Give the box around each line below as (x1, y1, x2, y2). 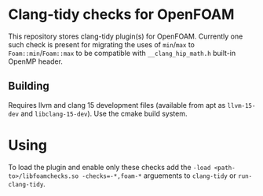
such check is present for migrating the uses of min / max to (8, 39, 195, 49)
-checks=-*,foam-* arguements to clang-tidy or (82, 171, 237, 180)
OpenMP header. (8, 57, 63, 66)
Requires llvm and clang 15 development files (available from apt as (8, 100, 226, 109)
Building (8, 80, 49, 93)
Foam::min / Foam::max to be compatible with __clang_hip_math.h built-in (8, 48, 236, 57)
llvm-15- (227, 102, 256, 109)
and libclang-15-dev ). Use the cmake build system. (20, 109, 188, 118)
